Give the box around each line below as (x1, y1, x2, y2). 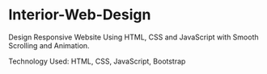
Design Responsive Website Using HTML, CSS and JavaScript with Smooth (8, 32, 259, 42)
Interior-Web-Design (8, 6, 151, 24)
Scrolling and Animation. (8, 40, 91, 50)
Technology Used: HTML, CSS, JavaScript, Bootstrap (8, 56, 186, 66)
